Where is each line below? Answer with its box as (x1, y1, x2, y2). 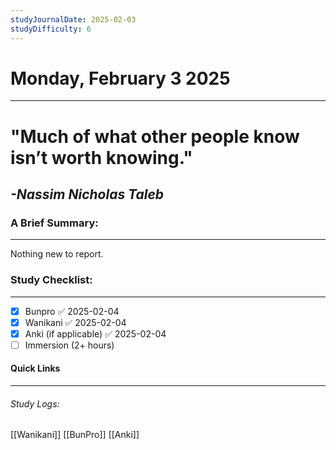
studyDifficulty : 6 (10, 24, 92, 34)
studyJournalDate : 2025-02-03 (10, 14, 137, 25)
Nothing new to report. (10, 248, 104, 260)
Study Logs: (10, 397, 60, 410)
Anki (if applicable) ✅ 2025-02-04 (24, 327, 167, 340)
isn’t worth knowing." (10, 146, 193, 169)
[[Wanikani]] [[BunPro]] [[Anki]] (10, 429, 140, 441)
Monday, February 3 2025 (10, 67, 231, 90)
